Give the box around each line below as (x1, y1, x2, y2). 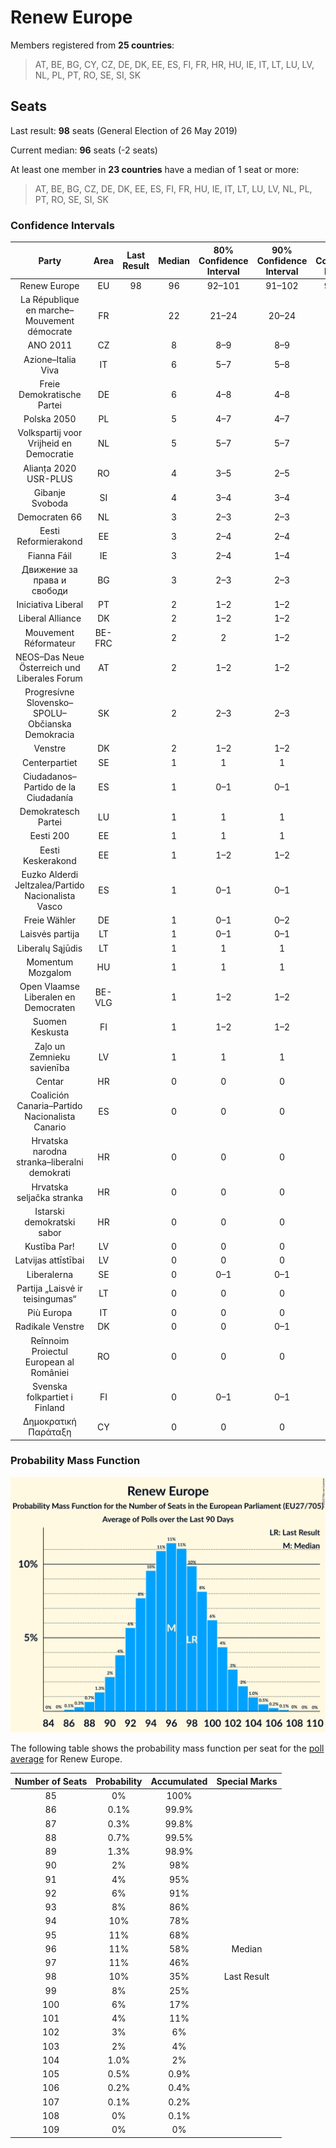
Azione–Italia (23, 353, 77, 365)
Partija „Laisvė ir (16, 1282, 83, 1294)
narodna (32, 1146, 68, 1158)
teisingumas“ (23, 1292, 77, 1305)
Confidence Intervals (10, 218, 115, 232)
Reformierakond (16, 536, 83, 548)
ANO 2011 (27, 339, 73, 351)
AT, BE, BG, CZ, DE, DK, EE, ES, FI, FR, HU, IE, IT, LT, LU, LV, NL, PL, (34, 182, 313, 195)
